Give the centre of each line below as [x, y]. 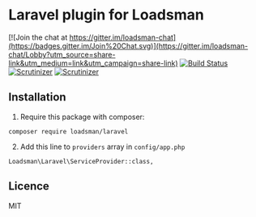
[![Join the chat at [38, 37]
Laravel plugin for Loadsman [106, 15]
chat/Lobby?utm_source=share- [62, 54]
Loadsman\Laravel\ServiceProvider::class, [81, 161]
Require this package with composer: [82, 117]
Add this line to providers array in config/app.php [102, 147]
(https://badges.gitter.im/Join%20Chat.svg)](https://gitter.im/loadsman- [128, 45]
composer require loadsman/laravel [68, 131]
